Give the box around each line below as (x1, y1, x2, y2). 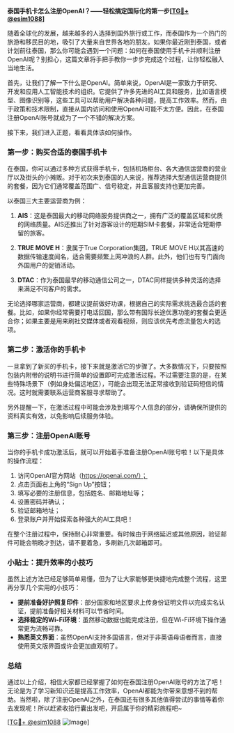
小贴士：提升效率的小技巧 (7, 557, 93, 567)
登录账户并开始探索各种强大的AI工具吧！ (17, 515, 134, 523)
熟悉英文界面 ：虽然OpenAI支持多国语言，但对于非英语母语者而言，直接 (17, 633, 222, 642)
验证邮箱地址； (17, 506, 61, 514)
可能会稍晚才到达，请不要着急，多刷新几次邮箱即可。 (13, 538, 166, 546)
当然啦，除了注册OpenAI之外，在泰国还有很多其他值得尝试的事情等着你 (19, 695, 224, 704)
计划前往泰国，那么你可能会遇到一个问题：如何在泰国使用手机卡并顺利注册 (7, 47, 221, 54)
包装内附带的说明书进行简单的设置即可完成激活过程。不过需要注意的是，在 (7, 371, 221, 379)
